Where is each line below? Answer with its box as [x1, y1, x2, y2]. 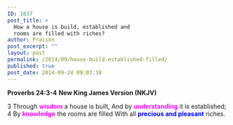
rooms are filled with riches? [13, 29, 105, 37]
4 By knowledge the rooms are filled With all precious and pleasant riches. [7, 110, 226, 118]
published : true [7, 63, 55, 70]
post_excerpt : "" [7, 43, 58, 50]
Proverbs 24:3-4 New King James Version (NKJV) [7, 88, 157, 97]
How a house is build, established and [13, 23, 131, 30]
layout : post [7, 50, 46, 57]
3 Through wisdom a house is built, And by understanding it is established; [7, 102, 227, 110]
